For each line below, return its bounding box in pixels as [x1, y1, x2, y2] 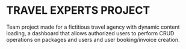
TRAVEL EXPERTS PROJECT [6, 4, 150, 17]
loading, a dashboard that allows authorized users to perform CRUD [6, 29, 175, 36]
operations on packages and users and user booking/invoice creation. [6, 36, 180, 43]
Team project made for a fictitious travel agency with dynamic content [6, 23, 180, 30]
